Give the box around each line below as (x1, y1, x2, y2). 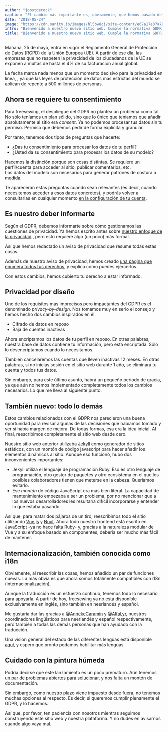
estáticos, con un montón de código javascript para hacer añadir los (5, 446, 146, 452)
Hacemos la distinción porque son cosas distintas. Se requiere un (5, 159, 140, 165)
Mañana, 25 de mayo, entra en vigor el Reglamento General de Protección (5, 45, 157, 50)
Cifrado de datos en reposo (12, 321, 69, 327)
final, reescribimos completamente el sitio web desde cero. (5, 431, 127, 437)
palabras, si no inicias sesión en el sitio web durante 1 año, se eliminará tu (5, 362, 157, 368)
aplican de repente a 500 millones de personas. (5, 81, 103, 87)
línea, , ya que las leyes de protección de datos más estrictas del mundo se (5, 76, 160, 81)
